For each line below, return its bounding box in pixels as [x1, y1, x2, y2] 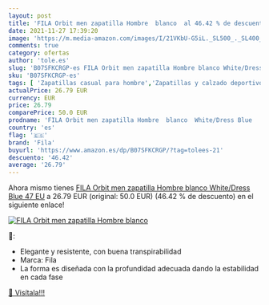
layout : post [8, 11, 52, 20]
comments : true [8, 42, 59, 50]
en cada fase [19, 272, 63, 282]
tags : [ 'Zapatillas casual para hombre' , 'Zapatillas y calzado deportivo [8, 79, 263, 87]
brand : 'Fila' [8, 138, 56, 147]
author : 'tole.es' [8, 57, 70, 65]
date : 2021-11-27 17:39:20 [8, 26, 98, 35]
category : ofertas [8, 49, 70, 57]
